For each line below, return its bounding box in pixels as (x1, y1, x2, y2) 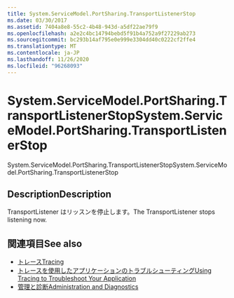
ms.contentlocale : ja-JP (7, 50, 80, 57)
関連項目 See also (7, 238, 83, 250)
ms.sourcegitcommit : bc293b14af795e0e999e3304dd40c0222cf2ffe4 (7, 36, 196, 43)
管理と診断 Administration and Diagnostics (17, 283, 139, 291)
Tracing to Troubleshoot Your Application (17, 274, 137, 283)
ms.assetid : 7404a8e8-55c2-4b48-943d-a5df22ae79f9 (7, 23, 158, 30)
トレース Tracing (17, 257, 64, 266)
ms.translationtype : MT (7, 43, 77, 50)
